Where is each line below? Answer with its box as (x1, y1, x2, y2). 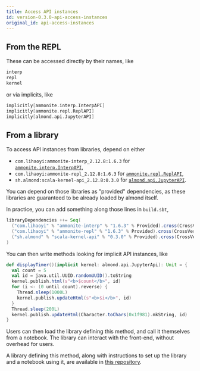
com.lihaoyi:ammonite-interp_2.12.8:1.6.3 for (14, 157, 130, 164)
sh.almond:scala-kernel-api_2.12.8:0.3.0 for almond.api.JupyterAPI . (14, 176, 186, 183)
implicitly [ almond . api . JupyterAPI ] (6, 114, 95, 120)
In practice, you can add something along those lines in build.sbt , (6, 206, 169, 213)
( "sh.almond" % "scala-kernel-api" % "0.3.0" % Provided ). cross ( (11, 233, 177, 240)
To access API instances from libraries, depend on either (6, 146, 145, 153)
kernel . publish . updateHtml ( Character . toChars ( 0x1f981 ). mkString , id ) (11, 311, 187, 317)
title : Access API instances (6, 8, 79, 15)
